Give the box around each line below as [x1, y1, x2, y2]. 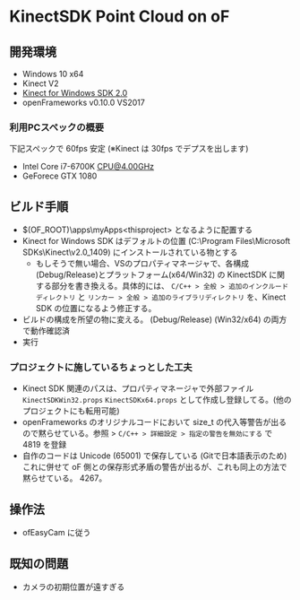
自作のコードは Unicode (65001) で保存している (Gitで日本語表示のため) [21, 450, 287, 461]
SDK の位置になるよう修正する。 [35, 303, 157, 314]
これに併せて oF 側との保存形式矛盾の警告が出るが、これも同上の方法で [21, 462, 287, 473]
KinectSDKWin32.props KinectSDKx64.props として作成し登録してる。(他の [21, 395, 292, 405]
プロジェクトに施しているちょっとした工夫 [9, 361, 193, 374]
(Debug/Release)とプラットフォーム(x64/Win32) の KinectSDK [35, 269, 267, 280]
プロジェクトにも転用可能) [21, 405, 120, 416]
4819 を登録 [21, 439, 67, 450]
